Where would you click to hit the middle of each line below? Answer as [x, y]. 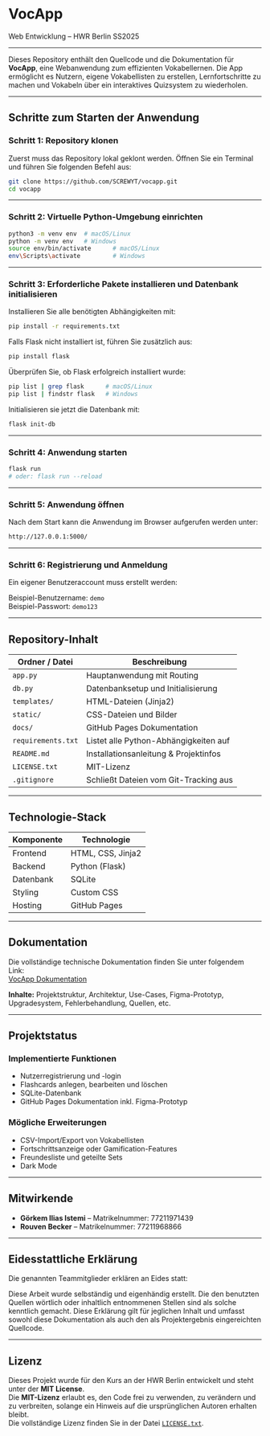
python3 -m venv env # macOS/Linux [70, 234]
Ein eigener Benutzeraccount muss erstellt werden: [93, 583]
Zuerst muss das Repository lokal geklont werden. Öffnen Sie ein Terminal [131, 158]
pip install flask [39, 357]
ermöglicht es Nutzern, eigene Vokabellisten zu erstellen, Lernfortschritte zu [135, 76]
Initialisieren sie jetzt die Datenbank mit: [74, 409]
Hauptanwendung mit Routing [142, 676]
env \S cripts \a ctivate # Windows [77, 256]
